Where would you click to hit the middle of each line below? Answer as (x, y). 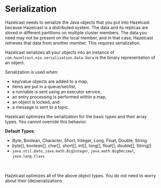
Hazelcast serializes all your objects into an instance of (60, 52)
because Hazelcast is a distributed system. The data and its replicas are (77, 27)
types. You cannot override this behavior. (46, 122)
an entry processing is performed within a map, (59, 97)
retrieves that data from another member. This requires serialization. (73, 43)
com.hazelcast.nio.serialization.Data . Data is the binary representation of (80, 57)
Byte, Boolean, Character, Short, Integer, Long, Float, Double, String (80, 140)
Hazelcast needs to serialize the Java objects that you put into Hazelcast (77, 22)
